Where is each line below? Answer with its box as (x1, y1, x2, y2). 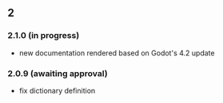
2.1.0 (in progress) (7, 30, 80, 41)
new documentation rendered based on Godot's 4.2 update (18, 48, 215, 58)
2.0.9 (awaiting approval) (7, 67, 109, 78)
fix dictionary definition (18, 86, 96, 95)
